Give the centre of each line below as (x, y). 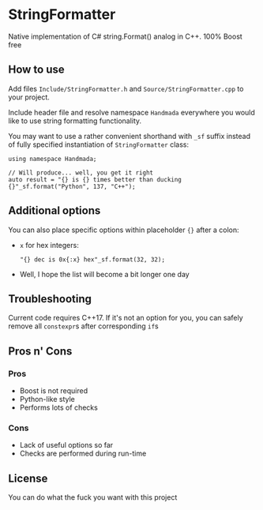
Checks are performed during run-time (83, 454)
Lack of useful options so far (66, 445)
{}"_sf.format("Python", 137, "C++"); (72, 186)
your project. (29, 97)
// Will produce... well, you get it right (81, 172)
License (28, 478)
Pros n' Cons (40, 351)
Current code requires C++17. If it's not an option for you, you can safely (126, 318)
